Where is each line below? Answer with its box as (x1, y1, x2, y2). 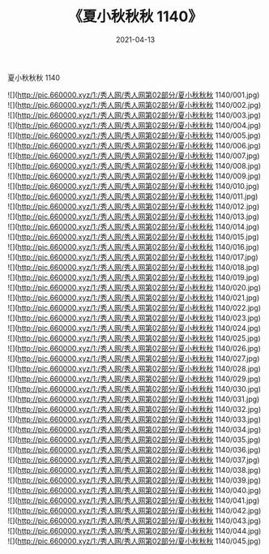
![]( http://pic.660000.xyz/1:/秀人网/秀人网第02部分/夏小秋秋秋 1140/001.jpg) (7, 90, 260, 100)
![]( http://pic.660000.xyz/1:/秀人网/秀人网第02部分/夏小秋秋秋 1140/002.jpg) (7, 100, 262, 110)
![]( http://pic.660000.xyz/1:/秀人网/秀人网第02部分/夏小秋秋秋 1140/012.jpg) (7, 201, 260, 211)
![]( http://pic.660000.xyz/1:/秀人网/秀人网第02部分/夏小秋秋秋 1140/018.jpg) (7, 262, 260, 272)
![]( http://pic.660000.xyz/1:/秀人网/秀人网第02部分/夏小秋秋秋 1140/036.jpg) (7, 444, 261, 454)
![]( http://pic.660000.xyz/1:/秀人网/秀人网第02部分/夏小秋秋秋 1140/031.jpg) (7, 394, 260, 404)
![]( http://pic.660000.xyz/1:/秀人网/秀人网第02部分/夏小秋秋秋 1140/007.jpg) (7, 151, 260, 161)
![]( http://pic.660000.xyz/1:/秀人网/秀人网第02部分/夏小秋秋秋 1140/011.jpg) (7, 191, 258, 201)
